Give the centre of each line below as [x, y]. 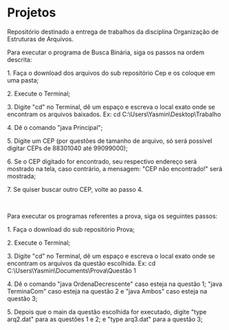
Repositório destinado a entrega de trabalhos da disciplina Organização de [113, 32]
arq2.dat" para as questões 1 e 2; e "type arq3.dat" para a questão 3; [105, 319]
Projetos [32, 13]
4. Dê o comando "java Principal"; [55, 127]
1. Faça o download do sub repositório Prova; [71, 229]
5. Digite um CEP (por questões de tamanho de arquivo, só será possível [110, 141]
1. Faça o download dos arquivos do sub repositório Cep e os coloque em [111, 73]
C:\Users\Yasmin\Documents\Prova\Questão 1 [72, 270]
